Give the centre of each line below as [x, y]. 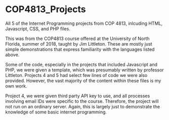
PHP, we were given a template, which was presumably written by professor [85, 70]
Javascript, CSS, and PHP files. [38, 28]
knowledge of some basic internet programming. [56, 112]
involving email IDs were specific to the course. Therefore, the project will [82, 101]
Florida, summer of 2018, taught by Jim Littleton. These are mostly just [79, 44]
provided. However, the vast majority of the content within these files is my [83, 81]
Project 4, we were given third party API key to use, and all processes [78, 96]
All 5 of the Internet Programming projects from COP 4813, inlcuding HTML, [84, 23]
